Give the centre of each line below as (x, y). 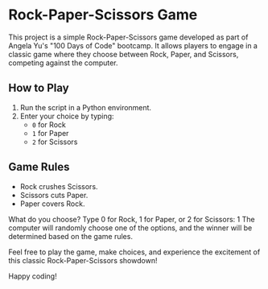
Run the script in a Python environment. (85, 107)
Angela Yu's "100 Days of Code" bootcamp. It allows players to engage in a (133, 45)
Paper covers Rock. (52, 204)
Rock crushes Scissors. (59, 186)
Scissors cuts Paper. (54, 195)
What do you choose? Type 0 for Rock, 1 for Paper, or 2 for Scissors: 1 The (132, 219)
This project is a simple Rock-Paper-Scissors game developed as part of (128, 37)
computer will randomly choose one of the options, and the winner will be (130, 228)
